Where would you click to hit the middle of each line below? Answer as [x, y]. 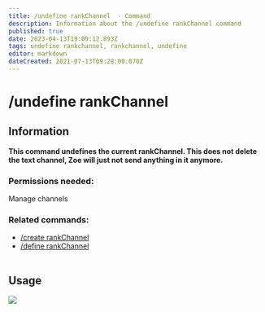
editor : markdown [38, 54]
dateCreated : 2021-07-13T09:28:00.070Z [76, 62]
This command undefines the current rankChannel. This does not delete [133, 151]
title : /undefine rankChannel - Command [80, 16]
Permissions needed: [51, 181]
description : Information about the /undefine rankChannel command [125, 24]
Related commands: [49, 220]
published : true [36, 31]
